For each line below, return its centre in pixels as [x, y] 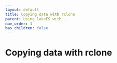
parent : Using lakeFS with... [37, 19]
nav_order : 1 [19, 24]
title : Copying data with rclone [40, 14]
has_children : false [27, 28]
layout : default [22, 10]
